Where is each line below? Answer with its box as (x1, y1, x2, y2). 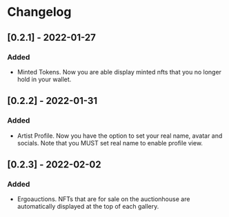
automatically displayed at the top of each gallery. (17, 203, 159, 211)
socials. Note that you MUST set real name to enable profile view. (17, 138, 203, 147)
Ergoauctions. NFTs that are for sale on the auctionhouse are (17, 195, 190, 203)
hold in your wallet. (17, 75, 72, 83)
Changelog (7, 4, 72, 20)
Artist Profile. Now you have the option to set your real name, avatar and (17, 132, 223, 140)
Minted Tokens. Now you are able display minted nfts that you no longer (17, 68, 222, 76)
